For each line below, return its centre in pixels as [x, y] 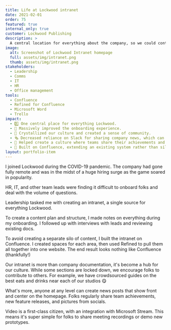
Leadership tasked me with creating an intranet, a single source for [76, 202]
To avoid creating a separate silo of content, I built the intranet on [74, 238]
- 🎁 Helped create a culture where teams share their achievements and [88, 143]
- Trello [19, 114]
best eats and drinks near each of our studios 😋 [56, 281]
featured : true [21, 24]
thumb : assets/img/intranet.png [44, 62]
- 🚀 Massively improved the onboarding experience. [66, 128]
